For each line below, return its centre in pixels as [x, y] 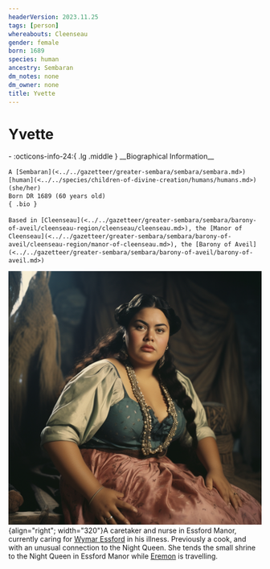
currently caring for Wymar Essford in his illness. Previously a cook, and [127, 539]
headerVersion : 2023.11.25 [53, 17]
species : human [34, 60]
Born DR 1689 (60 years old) [57, 196]
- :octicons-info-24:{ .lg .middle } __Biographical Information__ [111, 156]
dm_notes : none [34, 76]
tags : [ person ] [34, 25]
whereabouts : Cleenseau [48, 34]
